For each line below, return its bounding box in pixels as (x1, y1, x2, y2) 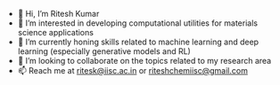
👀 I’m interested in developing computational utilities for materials (17, 18, 259, 28)
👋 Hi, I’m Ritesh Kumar (17, 9, 100, 19)
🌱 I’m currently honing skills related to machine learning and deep (17, 36, 259, 47)
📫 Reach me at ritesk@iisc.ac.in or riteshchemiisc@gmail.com (17, 66, 248, 75)
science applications (17, 27, 94, 37)
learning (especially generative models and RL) (17, 46, 192, 57)
